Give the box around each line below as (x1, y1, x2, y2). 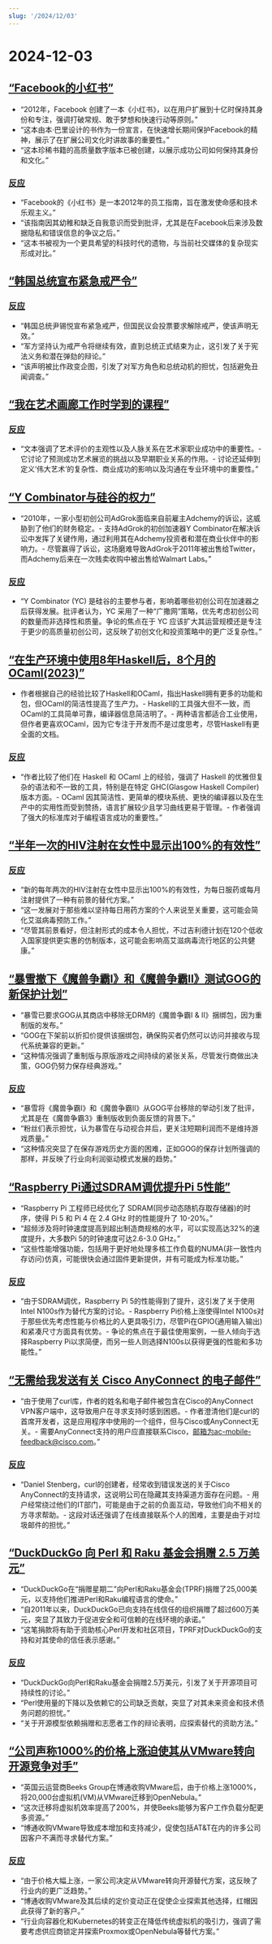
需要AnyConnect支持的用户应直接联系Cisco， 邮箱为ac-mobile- (40, 1427, 252, 1437)
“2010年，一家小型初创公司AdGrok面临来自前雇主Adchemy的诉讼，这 (19, 514, 254, 523)
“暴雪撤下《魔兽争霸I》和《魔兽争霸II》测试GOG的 (8, 972, 261, 986)
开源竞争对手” (8, 1760, 79, 1773)
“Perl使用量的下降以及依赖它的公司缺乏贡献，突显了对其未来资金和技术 (19, 1698, 257, 1708)
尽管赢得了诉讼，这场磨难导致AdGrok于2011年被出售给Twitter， (47, 544, 260, 553)
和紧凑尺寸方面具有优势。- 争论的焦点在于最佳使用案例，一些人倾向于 (19, 1326, 254, 1337)
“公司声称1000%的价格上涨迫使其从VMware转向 (8, 1744, 255, 1758)
